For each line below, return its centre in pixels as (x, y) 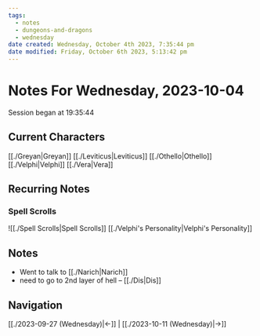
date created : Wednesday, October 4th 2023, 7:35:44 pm (101, 45)
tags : (17, 15)
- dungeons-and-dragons (54, 30)
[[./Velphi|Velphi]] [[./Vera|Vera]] (61, 164)
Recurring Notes (49, 189)
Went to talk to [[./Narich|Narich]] (74, 272)
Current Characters (57, 137)
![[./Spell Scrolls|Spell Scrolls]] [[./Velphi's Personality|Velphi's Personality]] (130, 228)
